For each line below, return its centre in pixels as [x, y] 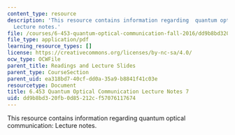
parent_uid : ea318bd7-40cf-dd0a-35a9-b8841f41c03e [83, 79]
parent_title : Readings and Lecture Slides [72, 66]
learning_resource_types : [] [50, 46]
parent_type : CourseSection [48, 72]
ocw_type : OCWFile [34, 59]
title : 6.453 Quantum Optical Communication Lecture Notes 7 [98, 92]
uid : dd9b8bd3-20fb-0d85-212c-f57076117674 [72, 99]
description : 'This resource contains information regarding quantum [112, 20]
